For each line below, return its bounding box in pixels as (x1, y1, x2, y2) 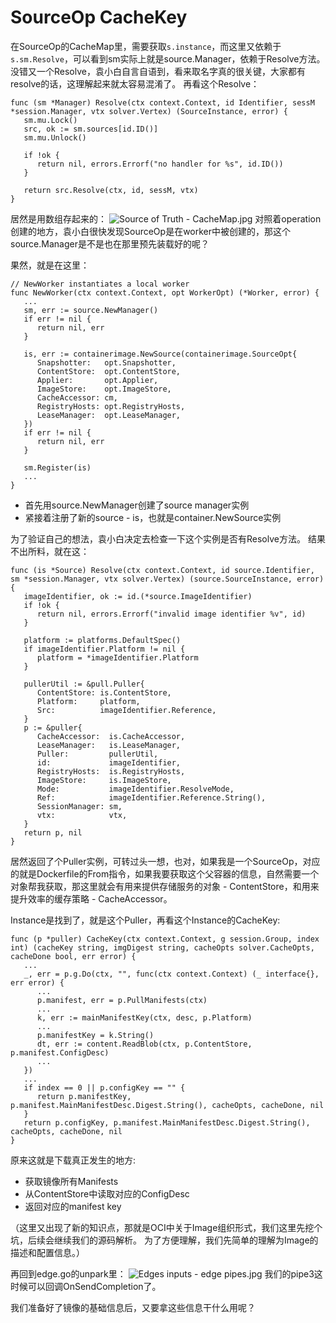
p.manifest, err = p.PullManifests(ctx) (36, 995, 208, 1005)
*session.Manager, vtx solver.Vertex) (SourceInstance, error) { (10, 106, 288, 116)
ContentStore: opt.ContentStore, (36, 366, 182, 376)
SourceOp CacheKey (10, 6, 188, 29)
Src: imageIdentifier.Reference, (36, 705, 217, 715)
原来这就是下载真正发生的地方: (10, 1154, 137, 1166)
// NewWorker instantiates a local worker (10, 279, 190, 289)
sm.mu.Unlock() (23, 132, 87, 143)
